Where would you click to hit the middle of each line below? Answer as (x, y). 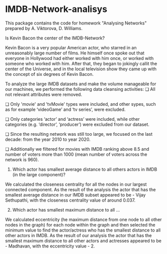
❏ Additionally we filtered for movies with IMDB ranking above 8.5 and (77, 149)
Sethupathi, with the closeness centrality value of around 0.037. (70, 200)
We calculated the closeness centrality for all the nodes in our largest (76, 184)
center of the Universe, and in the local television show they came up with (81, 69)
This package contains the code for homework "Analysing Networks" (76, 23)
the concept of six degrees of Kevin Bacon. (49, 74)
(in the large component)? (39, 174)
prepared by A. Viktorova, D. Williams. (44, 28)
